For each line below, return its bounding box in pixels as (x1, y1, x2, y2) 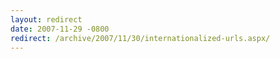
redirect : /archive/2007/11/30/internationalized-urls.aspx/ (10, 33, 271, 43)
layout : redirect (10, 14, 83, 25)
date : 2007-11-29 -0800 (10, 24, 110, 34)
